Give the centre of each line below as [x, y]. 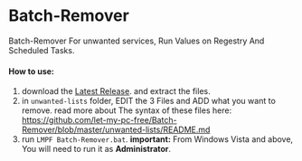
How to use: [32, 71]
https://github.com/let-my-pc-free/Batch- [99, 120]
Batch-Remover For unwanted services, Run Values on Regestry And [137, 41]
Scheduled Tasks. [42, 50]
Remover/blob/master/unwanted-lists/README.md [116, 130]
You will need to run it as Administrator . [96, 149]
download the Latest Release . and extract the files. [116, 91]
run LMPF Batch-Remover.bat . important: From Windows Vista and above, [157, 139]
